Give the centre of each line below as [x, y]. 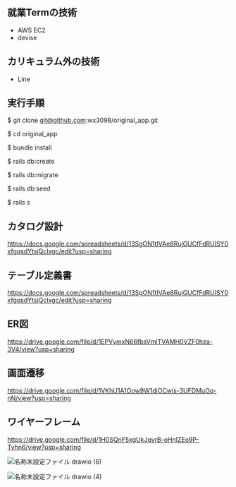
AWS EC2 [31, 30]
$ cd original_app [32, 134]
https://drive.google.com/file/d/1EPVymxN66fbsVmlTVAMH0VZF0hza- [110, 342]
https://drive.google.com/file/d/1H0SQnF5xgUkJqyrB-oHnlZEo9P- [103, 439]
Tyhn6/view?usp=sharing [44, 447]
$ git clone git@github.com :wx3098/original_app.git [83, 120]
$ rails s [19, 203]
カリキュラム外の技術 [54, 62]
